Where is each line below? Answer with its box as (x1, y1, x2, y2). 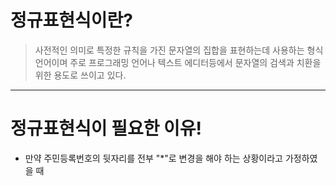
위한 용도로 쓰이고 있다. (34, 69, 127, 81)
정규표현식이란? (10, 9, 133, 32)
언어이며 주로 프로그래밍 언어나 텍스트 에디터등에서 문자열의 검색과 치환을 (34, 56, 322, 68)
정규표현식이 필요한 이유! (10, 117, 203, 140)
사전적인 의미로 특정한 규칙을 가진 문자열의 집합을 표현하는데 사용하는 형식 (34, 44, 324, 56)
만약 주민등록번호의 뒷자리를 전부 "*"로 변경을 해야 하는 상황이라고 (24, 152, 283, 164)
